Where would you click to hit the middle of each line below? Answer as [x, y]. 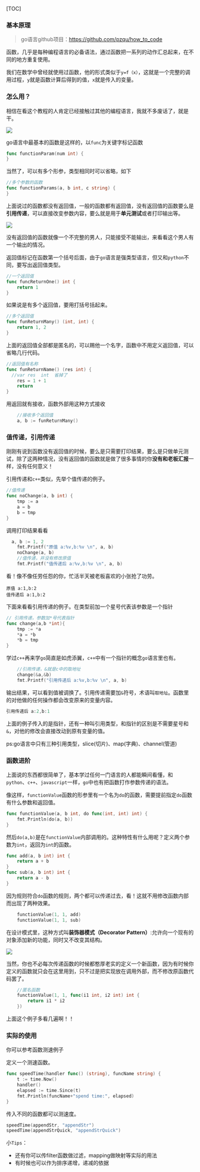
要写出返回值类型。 [40, 265]
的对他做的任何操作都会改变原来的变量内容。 [61, 700]
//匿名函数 [29, 990]
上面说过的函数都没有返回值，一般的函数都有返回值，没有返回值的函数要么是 [100, 206]
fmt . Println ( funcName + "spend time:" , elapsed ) [76, 1096]
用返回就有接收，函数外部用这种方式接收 [56, 404]
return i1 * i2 [46, 1001]
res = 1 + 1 [32, 381]
